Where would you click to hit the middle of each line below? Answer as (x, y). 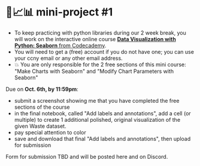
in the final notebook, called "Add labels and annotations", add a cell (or (102, 113)
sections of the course (42, 107)
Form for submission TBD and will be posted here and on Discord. (87, 156)
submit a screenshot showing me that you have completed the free (97, 100)
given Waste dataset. (40, 126)
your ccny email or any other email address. (69, 58)
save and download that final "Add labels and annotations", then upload (102, 139)
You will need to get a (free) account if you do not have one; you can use (104, 51)
